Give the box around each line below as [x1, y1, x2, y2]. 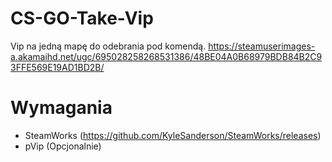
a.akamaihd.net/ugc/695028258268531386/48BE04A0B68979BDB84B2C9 [10, 50, 323, 62]
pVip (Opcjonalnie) [24, 140, 102, 152]
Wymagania [10, 97, 113, 119]
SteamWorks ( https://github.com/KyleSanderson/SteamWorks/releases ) [24, 129, 322, 141]
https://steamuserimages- [208, 40, 316, 52]
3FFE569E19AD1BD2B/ [10, 61, 105, 73]
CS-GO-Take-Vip [10, 7, 154, 30]
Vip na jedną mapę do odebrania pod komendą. [10, 40, 207, 52]
